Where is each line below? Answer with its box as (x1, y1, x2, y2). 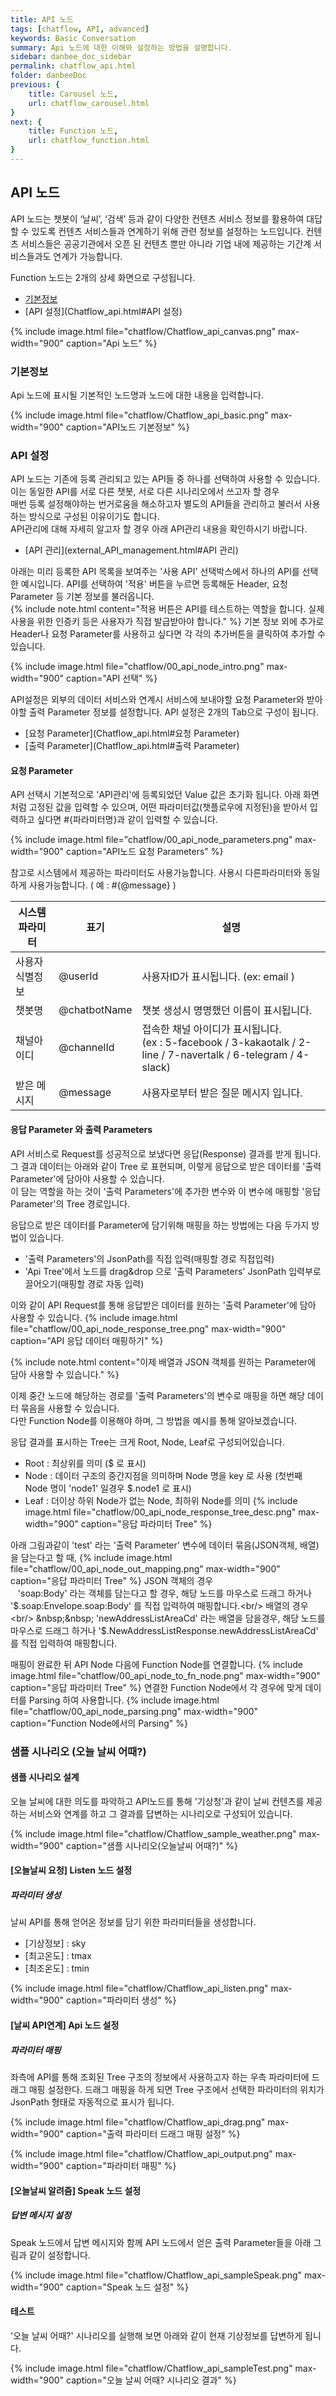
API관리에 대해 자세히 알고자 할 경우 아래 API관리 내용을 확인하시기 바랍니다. (10, 523, 308, 535)
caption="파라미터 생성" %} (66, 1994, 177, 2006)
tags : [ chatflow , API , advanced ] (10, 24, 150, 34)
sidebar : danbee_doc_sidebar (10, 52, 132, 62)
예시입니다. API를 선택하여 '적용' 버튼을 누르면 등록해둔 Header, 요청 (20, 578, 288, 590)
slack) (141, 1061, 172, 1075)
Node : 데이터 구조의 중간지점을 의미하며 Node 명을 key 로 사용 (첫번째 (24, 1469, 303, 1481)
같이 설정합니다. (28, 2249, 91, 2261)
